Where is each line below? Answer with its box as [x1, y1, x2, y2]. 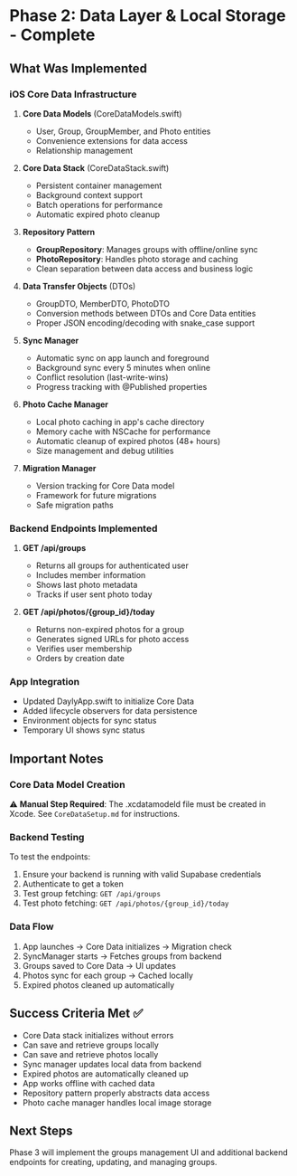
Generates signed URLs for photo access [35, 634, 190, 645]
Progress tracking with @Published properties [35, 381, 208, 392]
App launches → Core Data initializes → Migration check [22, 941, 232, 952]
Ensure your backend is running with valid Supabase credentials [22, 869, 262, 880]
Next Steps [9, 1123, 73, 1138]
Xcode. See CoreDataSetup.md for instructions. [9, 809, 181, 820]
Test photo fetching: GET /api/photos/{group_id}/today [22, 897, 229, 909]
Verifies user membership [35, 643, 133, 654]
